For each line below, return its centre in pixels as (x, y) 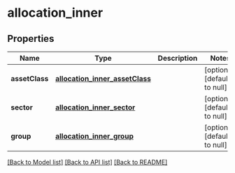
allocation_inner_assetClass (103, 78)
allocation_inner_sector (95, 107)
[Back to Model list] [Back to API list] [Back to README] (87, 162)
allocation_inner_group (94, 136)
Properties (31, 39)
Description (178, 58)
